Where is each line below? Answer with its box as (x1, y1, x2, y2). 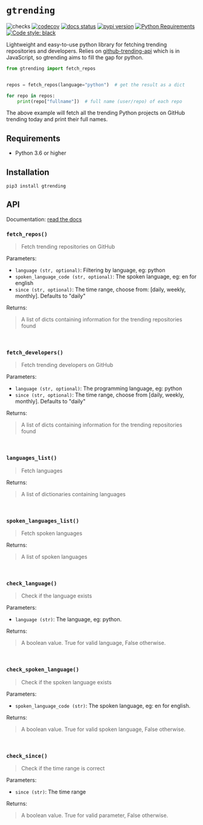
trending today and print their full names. (6, 116, 108, 123)
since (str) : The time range (14, 788, 86, 795)
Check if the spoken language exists (21, 678, 112, 685)
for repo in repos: (6, 93, 56, 99)
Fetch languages (21, 466, 63, 474)
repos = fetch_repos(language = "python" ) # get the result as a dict (6, 81, 185, 88)
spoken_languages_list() (6, 517, 80, 524)
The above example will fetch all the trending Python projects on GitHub (6, 109, 185, 116)
